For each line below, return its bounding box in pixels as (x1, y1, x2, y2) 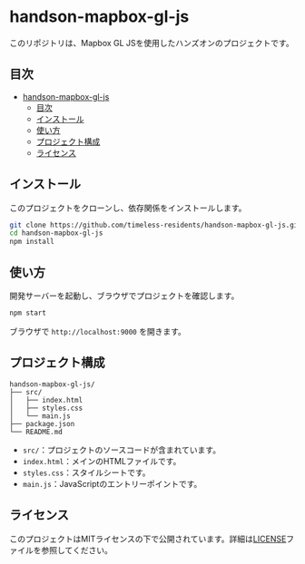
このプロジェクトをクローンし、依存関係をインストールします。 (9, 202, 247, 213)
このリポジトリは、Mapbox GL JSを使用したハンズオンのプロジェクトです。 (9, 37, 294, 48)
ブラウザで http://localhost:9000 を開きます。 (9, 326, 186, 336)
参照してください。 (40, 544, 113, 555)
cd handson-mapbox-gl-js (9, 229, 103, 238)
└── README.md (9, 427, 64, 436)
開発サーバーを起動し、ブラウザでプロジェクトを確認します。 (9, 290, 240, 301)
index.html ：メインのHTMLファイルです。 (22, 455, 182, 466)
